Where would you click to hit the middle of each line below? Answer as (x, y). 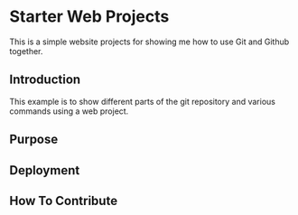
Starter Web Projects (89, 17)
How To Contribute (64, 201)
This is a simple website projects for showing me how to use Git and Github (149, 42)
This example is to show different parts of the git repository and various (142, 101)
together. (26, 51)
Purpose (34, 140)
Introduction (45, 80)
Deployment (45, 170)
